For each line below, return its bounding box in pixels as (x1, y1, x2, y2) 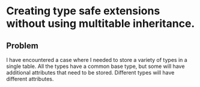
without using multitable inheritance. (6, 17, 195, 30)
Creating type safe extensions (6, 4, 160, 18)
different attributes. (6, 76, 54, 82)
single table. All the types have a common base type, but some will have (6, 63, 185, 70)
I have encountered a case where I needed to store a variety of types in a (6, 57, 187, 63)
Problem (6, 41, 39, 51)
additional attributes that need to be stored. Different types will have (6, 69, 175, 76)
